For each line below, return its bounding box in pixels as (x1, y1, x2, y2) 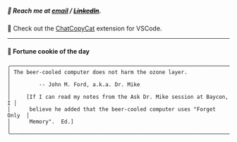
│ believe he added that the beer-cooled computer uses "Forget (7, 106, 217, 113)
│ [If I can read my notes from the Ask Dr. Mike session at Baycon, (7, 93, 229, 101)
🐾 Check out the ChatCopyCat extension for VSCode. (7, 24, 162, 32)
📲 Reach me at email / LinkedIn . (7, 6, 102, 15)
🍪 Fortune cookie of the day (7, 47, 90, 55)
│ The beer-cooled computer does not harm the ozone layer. (7, 69, 188, 76)
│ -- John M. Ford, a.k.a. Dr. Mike (7, 81, 140, 88)
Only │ (7, 112, 30, 119)
